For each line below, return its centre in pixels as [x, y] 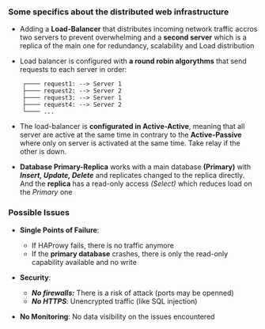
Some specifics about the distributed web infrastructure [119, 12]
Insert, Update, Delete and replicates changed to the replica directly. [132, 176]
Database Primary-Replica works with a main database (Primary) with [135, 167]
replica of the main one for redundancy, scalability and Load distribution [137, 46]
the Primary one [46, 192]
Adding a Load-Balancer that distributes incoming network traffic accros [138, 29]
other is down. [43, 152]
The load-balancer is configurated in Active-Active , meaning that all [132, 127]
